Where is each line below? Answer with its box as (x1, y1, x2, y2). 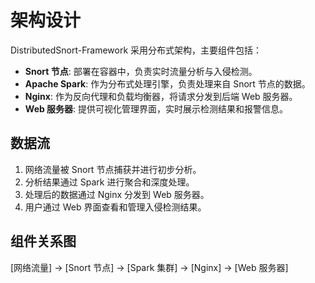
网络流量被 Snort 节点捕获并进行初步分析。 (24, 163, 202, 175)
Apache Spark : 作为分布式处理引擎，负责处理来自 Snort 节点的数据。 (24, 77, 311, 90)
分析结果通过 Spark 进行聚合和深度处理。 (24, 176, 195, 188)
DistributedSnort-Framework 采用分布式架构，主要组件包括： (10, 44, 263, 56)
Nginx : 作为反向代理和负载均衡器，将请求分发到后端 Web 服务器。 (24, 90, 298, 102)
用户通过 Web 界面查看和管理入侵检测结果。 (24, 201, 207, 213)
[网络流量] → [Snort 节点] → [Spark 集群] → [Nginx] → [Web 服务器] (10, 261, 289, 273)
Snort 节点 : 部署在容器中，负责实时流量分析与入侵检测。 (24, 65, 258, 77)
